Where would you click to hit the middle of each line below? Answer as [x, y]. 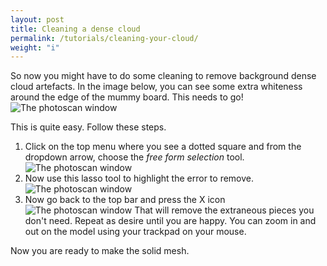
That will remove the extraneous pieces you [224, 210]
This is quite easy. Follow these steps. [88, 127]
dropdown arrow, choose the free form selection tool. [134, 157]
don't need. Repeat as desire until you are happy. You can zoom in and [170, 221]
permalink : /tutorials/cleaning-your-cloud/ [104, 38]
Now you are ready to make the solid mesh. [100, 251]
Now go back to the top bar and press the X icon [125, 200]
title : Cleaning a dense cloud [75, 29]
